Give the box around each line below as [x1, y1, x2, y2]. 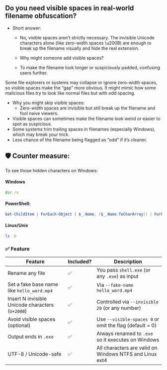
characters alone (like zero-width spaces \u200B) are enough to [19, 40, 152, 46]
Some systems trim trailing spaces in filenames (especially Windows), [12, 126, 156, 132]
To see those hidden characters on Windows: [5, 167, 98, 173]
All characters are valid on [96, 345, 158, 352]
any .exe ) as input [96, 273, 139, 280]
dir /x [5, 190, 19, 195]
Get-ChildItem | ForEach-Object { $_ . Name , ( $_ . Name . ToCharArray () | [5, 212, 153, 217]
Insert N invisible [7, 295, 47, 302]
